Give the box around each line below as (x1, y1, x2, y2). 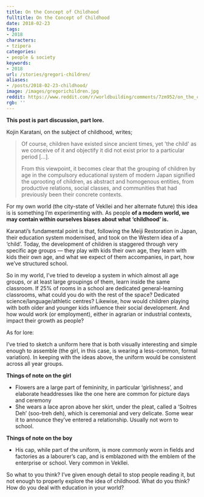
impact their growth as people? (6, 316, 84, 324)
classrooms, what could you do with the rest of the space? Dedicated (6, 291, 180, 298)
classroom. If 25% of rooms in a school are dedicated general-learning (6, 284, 184, 291)
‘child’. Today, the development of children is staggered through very (6, 240, 178, 248)
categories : (6, 49, 36, 55)
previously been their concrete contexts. (21, 190, 123, 198)
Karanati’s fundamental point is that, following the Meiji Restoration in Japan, (6, 227, 198, 235)
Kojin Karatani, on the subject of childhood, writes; (6, 128, 132, 135)
